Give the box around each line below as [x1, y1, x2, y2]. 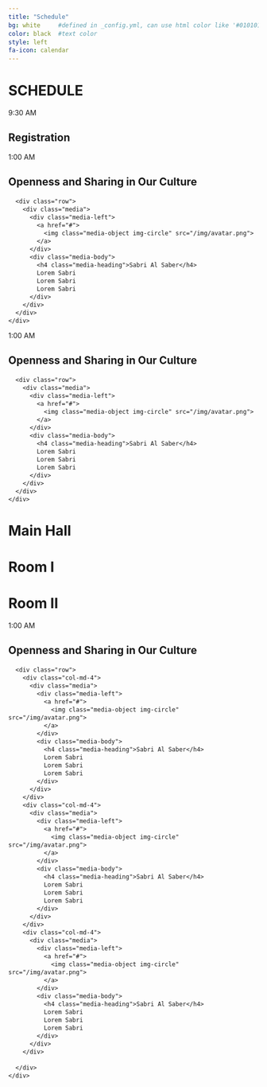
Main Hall [8, 521, 72, 540]
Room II [8, 594, 59, 613]
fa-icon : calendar [8, 46, 69, 55]
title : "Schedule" [8, 13, 69, 21]
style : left [8, 38, 48, 46]
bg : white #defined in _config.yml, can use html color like [8, 21, 229, 29]
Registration [8, 131, 71, 145]
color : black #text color [8, 29, 98, 37]
